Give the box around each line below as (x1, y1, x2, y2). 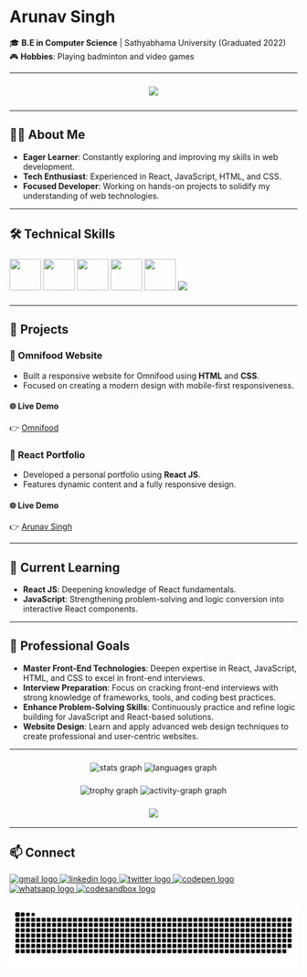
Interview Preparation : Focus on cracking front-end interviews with (22, 682, 279, 693)
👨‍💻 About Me (9, 127, 86, 143)
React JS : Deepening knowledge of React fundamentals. (22, 584, 237, 595)
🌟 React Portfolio (9, 448, 86, 461)
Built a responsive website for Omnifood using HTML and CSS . (22, 370, 260, 381)
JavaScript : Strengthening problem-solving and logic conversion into (22, 594, 285, 605)
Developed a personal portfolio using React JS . (22, 469, 201, 481)
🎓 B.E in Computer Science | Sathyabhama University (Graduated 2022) (9, 37, 286, 48)
